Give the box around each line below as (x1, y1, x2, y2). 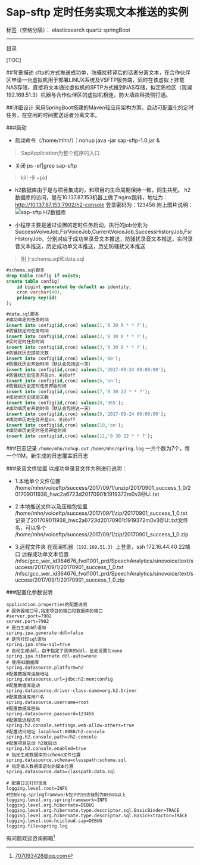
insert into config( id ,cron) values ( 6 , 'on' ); (6, 378, 121, 384)
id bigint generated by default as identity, (17, 284, 132, 290)
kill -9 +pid (20, 174, 48, 181)
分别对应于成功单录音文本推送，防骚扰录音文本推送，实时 (46, 235, 188, 242)
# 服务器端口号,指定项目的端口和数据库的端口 (6, 608, 103, 614)
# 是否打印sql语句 (6, 637, 46, 642)
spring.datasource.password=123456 (6, 711, 95, 717)
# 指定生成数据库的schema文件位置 (6, 752, 81, 758)
